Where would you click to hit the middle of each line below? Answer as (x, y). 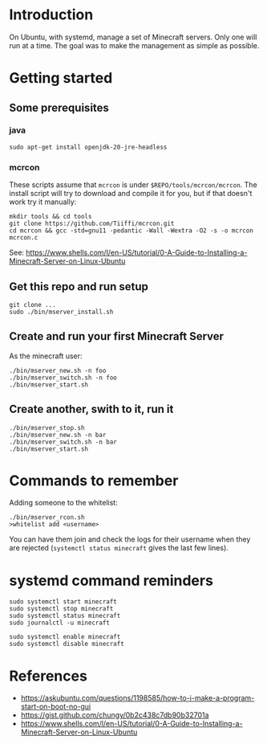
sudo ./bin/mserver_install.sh (61, 312)
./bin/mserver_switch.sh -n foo (63, 378)
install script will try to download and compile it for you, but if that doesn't (131, 194)
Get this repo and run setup (79, 286)
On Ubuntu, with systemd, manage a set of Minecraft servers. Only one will (133, 37)
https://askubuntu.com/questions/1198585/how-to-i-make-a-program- (138, 698)
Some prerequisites (59, 107)
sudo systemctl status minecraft (65, 616)
